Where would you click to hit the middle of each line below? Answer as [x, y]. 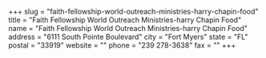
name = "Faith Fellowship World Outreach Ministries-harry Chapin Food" [128, 28]
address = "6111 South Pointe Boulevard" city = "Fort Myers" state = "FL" [128, 37]
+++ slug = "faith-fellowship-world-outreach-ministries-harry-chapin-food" [133, 12]
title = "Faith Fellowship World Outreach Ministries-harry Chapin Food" [125, 20]
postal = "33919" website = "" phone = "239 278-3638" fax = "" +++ [122, 45]
